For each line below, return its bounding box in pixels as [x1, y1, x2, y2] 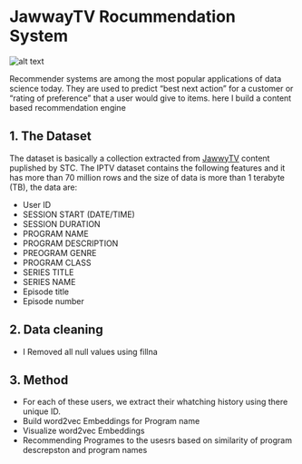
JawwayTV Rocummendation [9, 6, 236, 27]
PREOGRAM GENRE [22, 247, 97, 258]
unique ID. [22, 406, 61, 417]
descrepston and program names [22, 445, 148, 456]
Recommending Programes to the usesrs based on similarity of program [22, 435, 293, 446]
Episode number [22, 295, 84, 306]
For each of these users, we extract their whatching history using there [22, 397, 288, 408]
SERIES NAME [22, 276, 76, 287]
